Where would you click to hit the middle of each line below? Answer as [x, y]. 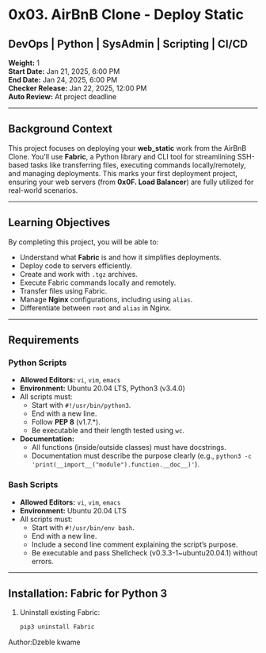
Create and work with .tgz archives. [79, 274]
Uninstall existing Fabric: [60, 613]
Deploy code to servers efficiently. [76, 265]
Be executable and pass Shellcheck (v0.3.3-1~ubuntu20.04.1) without [144, 552]
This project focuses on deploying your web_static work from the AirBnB [127, 148]
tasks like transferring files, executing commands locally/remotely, [138, 165]
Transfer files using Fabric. [63, 290]
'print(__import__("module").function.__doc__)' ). [116, 464]
